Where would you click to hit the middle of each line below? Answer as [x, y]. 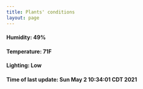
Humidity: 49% [26, 37]
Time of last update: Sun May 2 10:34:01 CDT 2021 [72, 79]
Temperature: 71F [29, 51]
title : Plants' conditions [41, 12]
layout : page [23, 18]
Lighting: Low [24, 66]
